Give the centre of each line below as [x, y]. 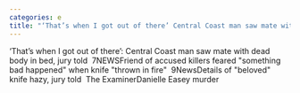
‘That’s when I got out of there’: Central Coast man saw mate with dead [140, 50]
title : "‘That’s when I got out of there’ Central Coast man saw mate [143, 26]
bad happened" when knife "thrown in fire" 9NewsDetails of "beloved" [140, 70]
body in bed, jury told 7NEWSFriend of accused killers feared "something [145, 60]
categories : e [36, 17]
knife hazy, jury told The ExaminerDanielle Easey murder [114, 79]
